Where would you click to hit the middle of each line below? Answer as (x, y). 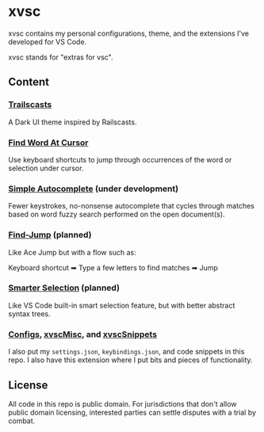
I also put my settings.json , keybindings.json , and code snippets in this (126, 352)
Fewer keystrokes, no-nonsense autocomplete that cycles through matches (132, 206)
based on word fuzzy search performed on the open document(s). (117, 214)
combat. (22, 421)
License (28, 385)
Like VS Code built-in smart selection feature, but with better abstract (122, 305)
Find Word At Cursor (48, 143)
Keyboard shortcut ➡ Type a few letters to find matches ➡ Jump (113, 267)
